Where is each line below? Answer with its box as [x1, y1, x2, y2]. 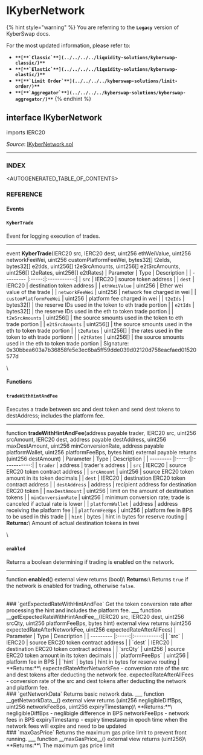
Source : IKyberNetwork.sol [6, 140, 74, 148]
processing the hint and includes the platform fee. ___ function [6, 606, 161, 614]
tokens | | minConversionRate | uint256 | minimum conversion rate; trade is [6, 494, 190, 501]
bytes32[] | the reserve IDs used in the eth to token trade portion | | [6, 307, 174, 315]
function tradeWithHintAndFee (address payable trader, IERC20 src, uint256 [6, 429, 196, 436]
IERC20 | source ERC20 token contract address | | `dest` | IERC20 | [6, 639, 173, 646]
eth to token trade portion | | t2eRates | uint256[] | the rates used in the [6, 327, 183, 334]
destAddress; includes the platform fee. [6, 412, 105, 419]
